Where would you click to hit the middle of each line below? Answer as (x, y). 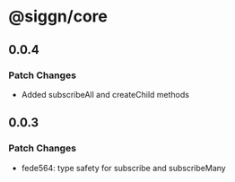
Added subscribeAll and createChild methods (105, 94)
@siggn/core (58, 17)
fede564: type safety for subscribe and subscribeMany (123, 168)
